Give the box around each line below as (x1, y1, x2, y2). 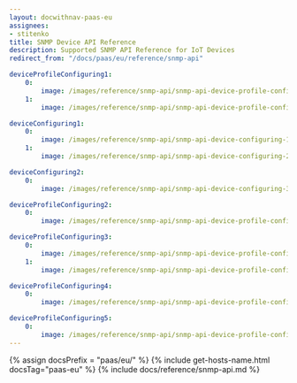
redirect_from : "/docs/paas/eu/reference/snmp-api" (9, 54, 203, 63)
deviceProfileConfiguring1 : (9, 70, 113, 80)
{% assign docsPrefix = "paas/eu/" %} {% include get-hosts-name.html (9, 355, 270, 365)
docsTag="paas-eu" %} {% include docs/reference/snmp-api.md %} (9, 364, 261, 374)
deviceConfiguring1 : (9, 119, 86, 128)
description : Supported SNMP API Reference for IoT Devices (9, 46, 236, 55)
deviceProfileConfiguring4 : (9, 281, 113, 290)
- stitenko (9, 29, 49, 38)
